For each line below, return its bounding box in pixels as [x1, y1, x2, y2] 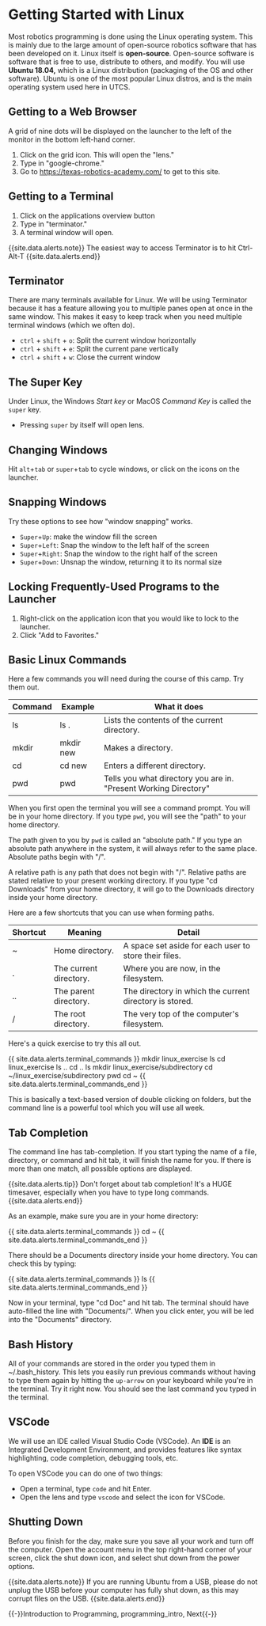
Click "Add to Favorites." [19, 630, 100, 640]
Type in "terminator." [19, 219, 88, 229]
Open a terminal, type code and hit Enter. [19, 1484, 152, 1493]
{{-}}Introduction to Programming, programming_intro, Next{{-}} [8, 1609, 218, 1618]
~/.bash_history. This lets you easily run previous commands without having [8, 1367, 256, 1377]
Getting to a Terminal [8, 190, 114, 203]
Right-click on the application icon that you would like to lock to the [19, 614, 239, 623]
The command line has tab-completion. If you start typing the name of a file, [8, 1147, 257, 1157]
